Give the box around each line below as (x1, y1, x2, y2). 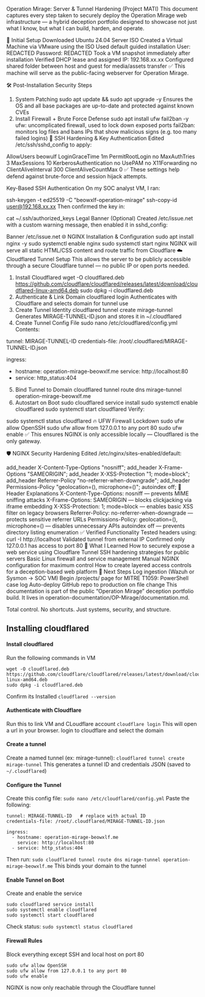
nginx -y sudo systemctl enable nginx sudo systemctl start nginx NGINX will (6, 240, 197, 247)
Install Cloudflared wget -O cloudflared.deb (15, 274, 125, 281)
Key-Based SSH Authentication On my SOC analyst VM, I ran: (6, 184, 160, 192)
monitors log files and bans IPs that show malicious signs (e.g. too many (15, 128, 197, 135)
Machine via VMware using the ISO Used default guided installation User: (6, 43, 191, 50)
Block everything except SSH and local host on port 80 (6, 951, 145, 958)
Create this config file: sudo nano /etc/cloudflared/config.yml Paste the (6, 795, 190, 802)
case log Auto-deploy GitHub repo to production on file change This (6, 581, 178, 588)
